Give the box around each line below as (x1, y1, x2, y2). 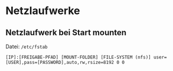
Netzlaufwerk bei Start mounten (5, 28, 127, 38)
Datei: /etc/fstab (5, 43, 48, 50)
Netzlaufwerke (5, 4, 80, 18)
